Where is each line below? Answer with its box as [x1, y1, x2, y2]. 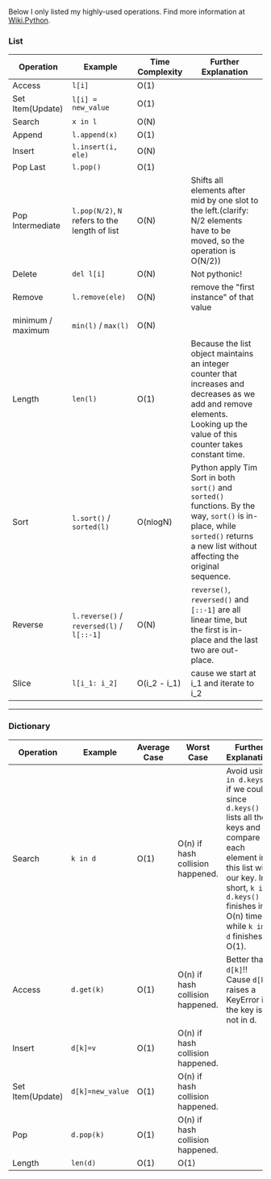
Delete [12, 269, 38, 280]
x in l [72, 117, 98, 127]
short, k [226, 882, 255, 894]
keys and [226, 822, 261, 833]
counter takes [190, 439, 244, 450]
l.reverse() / [72, 610, 123, 622]
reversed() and [190, 594, 249, 606]
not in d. [226, 1014, 257, 1025]
